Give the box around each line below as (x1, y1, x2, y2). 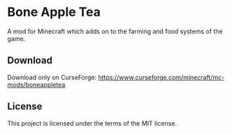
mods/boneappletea (7, 81, 66, 89)
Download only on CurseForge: (7, 73, 97, 81)
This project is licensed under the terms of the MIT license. (7, 119, 177, 127)
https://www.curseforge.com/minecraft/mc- (98, 73, 225, 81)
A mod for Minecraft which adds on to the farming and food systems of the (7, 27, 223, 35)
